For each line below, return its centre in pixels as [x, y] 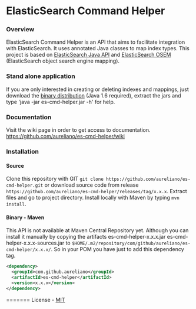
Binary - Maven [25, 217]
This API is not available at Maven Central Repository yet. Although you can [97, 230]
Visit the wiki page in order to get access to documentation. [79, 130]
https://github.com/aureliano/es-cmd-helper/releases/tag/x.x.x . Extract [97, 191]
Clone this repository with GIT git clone [55, 179]
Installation [23, 152]
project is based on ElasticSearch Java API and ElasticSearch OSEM [89, 55]
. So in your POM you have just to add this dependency [117, 249]
